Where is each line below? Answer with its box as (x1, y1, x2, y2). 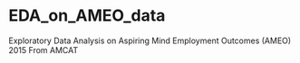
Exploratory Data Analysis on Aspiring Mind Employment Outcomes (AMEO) (8, 35, 292, 46)
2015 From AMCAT (8, 44, 79, 55)
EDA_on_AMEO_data (8, 5, 166, 26)
